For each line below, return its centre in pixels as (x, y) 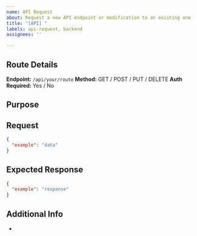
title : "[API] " (27, 23)
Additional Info (35, 214)
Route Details (32, 64)
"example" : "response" (40, 189)
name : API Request (29, 12)
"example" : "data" (35, 145)
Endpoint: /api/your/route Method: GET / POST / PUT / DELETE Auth (95, 79)
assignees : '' (24, 35)
